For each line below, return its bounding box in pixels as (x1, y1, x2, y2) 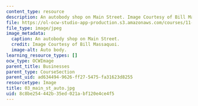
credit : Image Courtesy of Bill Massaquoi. (11, 42, 120, 48)
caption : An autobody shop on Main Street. (11, 36, 120, 42)
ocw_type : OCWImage (6, 58, 54, 64)
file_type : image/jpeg (6, 25, 62, 31)
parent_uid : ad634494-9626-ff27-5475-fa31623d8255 (6, 74, 133, 80)
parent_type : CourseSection (6, 69, 75, 75)
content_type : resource (6, 8, 65, 15)
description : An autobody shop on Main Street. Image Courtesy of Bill (6, 14, 186, 20)
